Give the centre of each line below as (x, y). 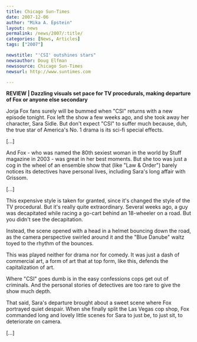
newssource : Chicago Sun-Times (45, 66)
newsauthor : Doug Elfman (37, 60)
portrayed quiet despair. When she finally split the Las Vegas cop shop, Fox (98, 309)
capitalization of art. (30, 267)
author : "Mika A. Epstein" (39, 22)
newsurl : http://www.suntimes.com (49, 71)
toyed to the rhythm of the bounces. (50, 244)
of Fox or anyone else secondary (47, 100)
